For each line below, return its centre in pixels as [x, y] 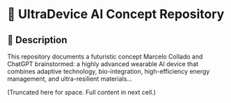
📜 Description [37, 40]
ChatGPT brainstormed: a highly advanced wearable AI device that [103, 64]
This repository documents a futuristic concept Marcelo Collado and [105, 56]
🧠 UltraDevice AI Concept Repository [116, 14]
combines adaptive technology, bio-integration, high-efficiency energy [109, 71]
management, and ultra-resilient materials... [70, 79]
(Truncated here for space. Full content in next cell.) [82, 92]
